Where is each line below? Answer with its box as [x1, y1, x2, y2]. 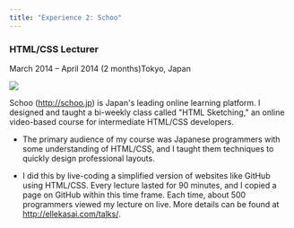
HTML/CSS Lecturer [9, 42, 99, 55]
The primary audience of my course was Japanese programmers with [22, 134, 281, 145]
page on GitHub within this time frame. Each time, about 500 [22, 189, 246, 200]
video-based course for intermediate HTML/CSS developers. [9, 116, 235, 127]
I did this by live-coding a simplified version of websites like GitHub [22, 170, 271, 180]
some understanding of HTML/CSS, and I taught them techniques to [22, 143, 274, 153]
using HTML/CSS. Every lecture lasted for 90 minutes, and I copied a [22, 180, 277, 190]
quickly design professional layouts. [22, 153, 155, 163]
